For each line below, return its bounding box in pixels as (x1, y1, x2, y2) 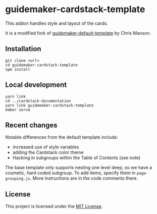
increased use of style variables (12, 144, 79, 150)
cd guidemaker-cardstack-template (5, 62, 78, 68)
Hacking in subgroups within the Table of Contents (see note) (12, 155, 141, 161)
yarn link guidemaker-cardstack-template (5, 102, 94, 108)
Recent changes (5, 121, 58, 129)
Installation (5, 44, 41, 54)
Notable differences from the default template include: (5, 134, 119, 140)
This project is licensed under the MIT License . (5, 203, 103, 209)
